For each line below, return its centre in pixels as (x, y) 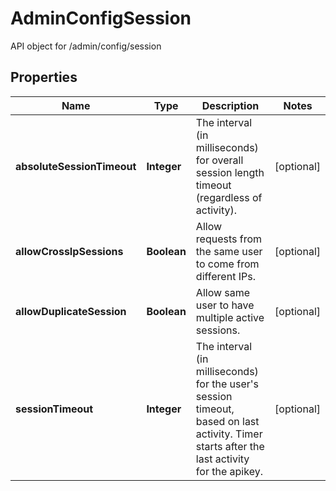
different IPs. (225, 276)
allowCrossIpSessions (69, 251)
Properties (44, 77)
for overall (219, 160)
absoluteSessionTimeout (76, 166)
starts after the (230, 446)
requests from (229, 239)
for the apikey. (229, 471)
